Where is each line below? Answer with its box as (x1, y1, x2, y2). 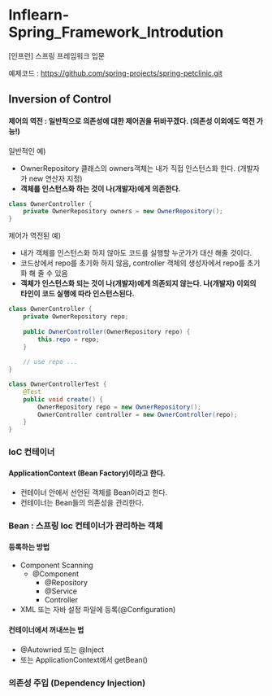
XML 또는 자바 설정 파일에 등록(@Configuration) (19, 605, 176, 615)
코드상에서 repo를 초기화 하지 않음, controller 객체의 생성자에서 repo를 (19, 258, 245, 268)
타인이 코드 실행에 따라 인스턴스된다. (19, 289, 135, 299)
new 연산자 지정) (28, 173, 83, 183)
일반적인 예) (8, 146, 46, 155)
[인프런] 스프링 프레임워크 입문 (8, 50, 106, 60)
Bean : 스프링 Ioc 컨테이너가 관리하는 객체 (8, 520, 164, 532)
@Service (44, 586, 77, 596)
